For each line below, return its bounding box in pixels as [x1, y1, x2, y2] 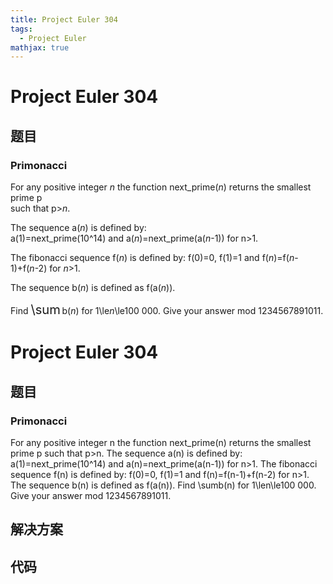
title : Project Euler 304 [10, 14, 118, 25]
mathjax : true [10, 42, 70, 53]
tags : [10, 24, 33, 34]
